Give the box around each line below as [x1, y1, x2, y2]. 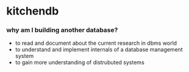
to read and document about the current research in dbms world [15, 39, 177, 47]
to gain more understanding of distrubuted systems [15, 59, 144, 66]
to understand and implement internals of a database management [15, 46, 183, 53]
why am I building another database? [6, 26, 118, 34]
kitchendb [6, 4, 59, 18]
